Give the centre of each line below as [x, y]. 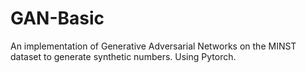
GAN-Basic [57, 18]
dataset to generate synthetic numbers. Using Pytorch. [123, 56]
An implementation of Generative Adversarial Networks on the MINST [153, 46]
